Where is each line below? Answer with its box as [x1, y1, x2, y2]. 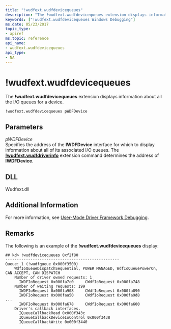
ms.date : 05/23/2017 [5, 21, 49, 27]
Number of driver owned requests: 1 [14, 275, 93, 280]
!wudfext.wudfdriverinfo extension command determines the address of [5, 152, 159, 158]
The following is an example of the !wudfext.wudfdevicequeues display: [5, 242, 159, 249]
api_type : [5, 50, 26, 55]
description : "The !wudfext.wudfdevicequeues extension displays [5, 12, 147, 17]
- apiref [5, 31, 24, 36]
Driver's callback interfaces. [14, 306, 81, 311]
